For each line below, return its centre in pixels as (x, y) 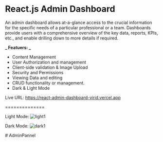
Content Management (34, 57)
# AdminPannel (20, 135)
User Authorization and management (49, 62)
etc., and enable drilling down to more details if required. (62, 38)
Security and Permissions (38, 72)
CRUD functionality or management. (48, 83)
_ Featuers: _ (18, 47)
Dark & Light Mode (31, 88)
